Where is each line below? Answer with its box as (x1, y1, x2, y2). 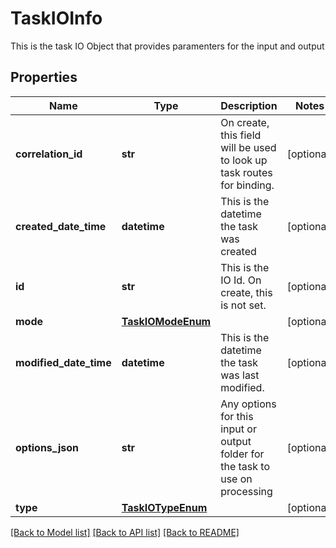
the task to (220, 459, 270, 473)
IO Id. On (220, 273, 262, 287)
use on (220, 472, 253, 486)
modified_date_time (15, 355, 112, 369)
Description (220, 98, 278, 112)
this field (220, 128, 262, 142)
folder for (220, 447, 265, 461)
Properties (10, 69, 78, 86)
